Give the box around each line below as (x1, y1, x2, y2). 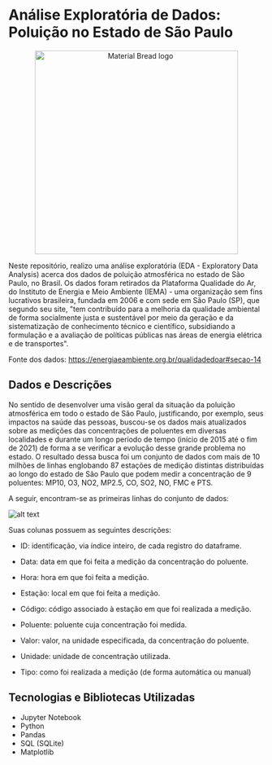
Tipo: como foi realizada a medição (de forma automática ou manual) (19, 666, 252, 677)
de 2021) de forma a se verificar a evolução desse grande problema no (8, 442, 246, 453)
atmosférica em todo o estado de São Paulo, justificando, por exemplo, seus (8, 408, 264, 418)
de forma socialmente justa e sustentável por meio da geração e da (8, 312, 234, 323)
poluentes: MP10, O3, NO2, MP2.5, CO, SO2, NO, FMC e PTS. (8, 477, 214, 487)
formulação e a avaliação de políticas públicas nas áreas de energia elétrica (8, 330, 262, 340)
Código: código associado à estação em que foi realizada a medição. (19, 604, 252, 613)
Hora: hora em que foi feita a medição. (19, 572, 149, 582)
